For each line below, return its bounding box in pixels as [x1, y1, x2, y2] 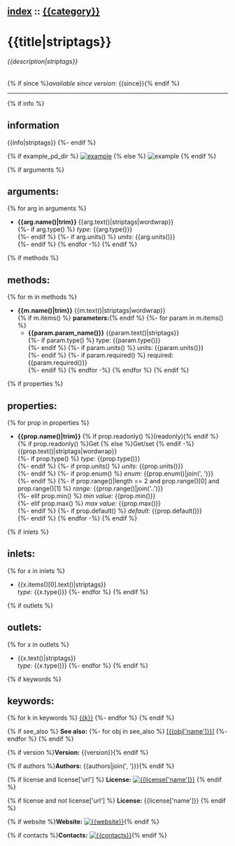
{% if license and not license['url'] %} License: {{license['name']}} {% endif [7, 796, 226, 805]
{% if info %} [7, 99, 45, 107]
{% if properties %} [7, 380, 64, 388]
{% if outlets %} [7, 601, 54, 610]
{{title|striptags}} [7, 34, 112, 50]
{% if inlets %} [7, 528, 49, 536]
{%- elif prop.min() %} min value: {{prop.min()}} [17, 492, 156, 500]
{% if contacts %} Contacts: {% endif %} [7, 831, 168, 840]
